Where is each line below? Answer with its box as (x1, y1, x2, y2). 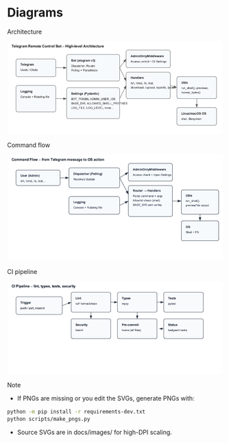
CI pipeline (7, 267, 38, 275)
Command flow (7, 141, 50, 149)
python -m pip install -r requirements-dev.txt (7, 408, 146, 415)
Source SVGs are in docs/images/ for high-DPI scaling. (16, 428, 173, 436)
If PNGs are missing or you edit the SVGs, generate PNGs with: (16, 394, 195, 402)
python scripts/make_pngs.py (7, 416, 91, 422)
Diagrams (7, 5, 64, 21)
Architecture (7, 27, 43, 36)
